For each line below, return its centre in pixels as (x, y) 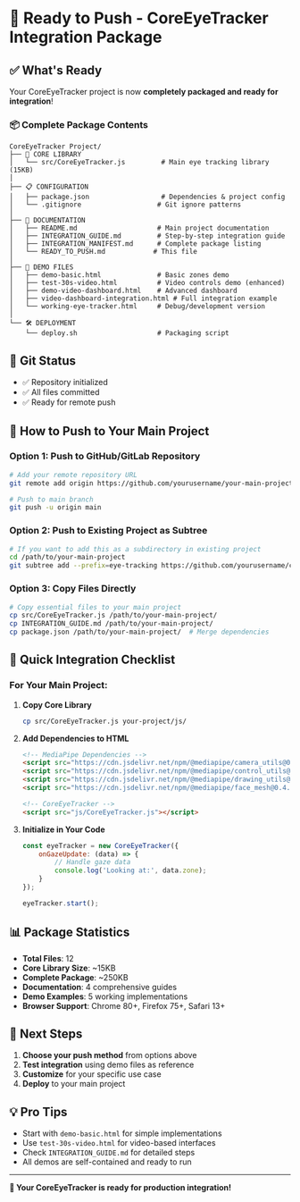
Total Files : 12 (48, 958)
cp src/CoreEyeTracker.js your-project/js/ (104, 721)
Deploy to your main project (74, 1084)
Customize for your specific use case (92, 1074)
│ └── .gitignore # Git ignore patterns (125, 205)
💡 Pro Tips (38, 1112)
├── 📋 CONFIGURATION (49, 187)
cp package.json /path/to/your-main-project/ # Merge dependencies (139, 632)
